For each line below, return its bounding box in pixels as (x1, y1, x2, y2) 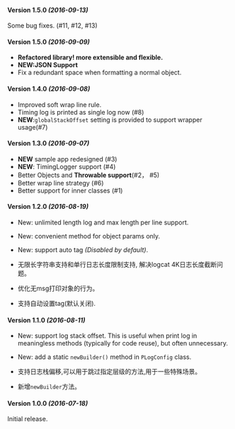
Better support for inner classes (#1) (17, 186, 123, 195)
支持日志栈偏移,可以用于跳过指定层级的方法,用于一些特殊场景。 (17, 367, 202, 376)
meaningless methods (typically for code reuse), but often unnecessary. (17, 339, 229, 348)
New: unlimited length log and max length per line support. (17, 218, 189, 227)
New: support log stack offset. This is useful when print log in (17, 331, 197, 340)
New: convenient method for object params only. (17, 232, 161, 241)
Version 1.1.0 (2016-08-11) (7, 316, 86, 324)
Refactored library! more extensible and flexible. (17, 53, 164, 62)
